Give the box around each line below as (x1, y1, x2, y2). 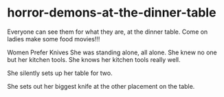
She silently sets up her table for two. (7, 69, 113, 77)
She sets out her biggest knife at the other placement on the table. (7, 82, 195, 90)
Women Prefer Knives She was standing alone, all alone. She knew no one (7, 48, 218, 56)
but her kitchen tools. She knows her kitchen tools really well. (7, 55, 181, 63)
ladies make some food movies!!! (7, 34, 100, 43)
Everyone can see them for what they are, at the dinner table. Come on (7, 28, 208, 36)
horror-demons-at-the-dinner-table (7, 5, 216, 21)
